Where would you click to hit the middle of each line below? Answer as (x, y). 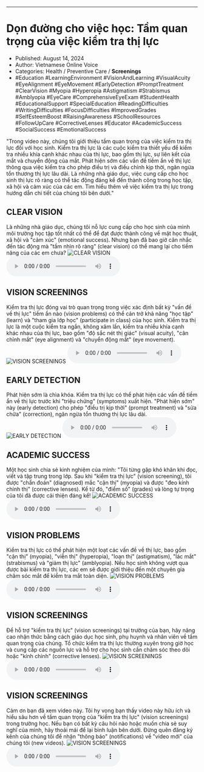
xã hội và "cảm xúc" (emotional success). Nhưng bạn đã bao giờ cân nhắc (99, 240)
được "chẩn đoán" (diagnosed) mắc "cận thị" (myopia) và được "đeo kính (98, 483)
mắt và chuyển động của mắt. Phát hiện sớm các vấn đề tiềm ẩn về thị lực (99, 160)
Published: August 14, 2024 (49, 58)
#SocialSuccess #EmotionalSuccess (60, 129)
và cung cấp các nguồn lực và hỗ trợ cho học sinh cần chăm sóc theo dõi (98, 650)
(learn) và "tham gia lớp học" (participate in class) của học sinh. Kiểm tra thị (101, 320)
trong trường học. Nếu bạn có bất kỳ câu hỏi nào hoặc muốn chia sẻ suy (97, 723)
